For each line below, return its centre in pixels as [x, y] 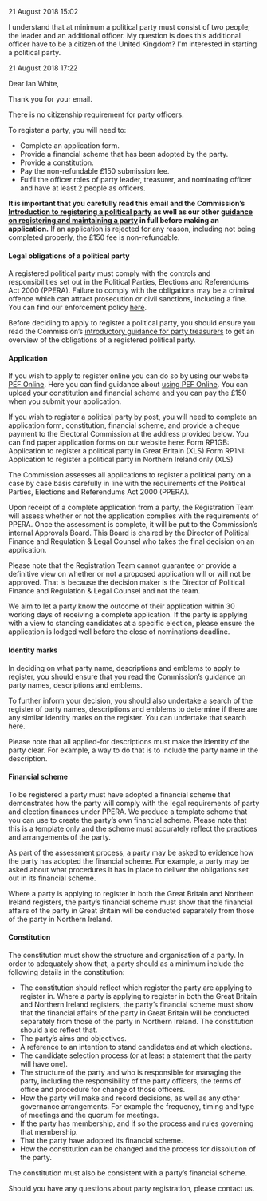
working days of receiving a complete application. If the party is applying [128, 615]
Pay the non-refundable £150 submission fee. [94, 171]
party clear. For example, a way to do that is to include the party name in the [133, 750]
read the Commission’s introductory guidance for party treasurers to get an [132, 332]
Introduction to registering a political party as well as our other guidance [131, 212]
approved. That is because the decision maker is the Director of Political [127, 582]
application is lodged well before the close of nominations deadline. [119, 632]
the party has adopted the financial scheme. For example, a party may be [129, 861]
